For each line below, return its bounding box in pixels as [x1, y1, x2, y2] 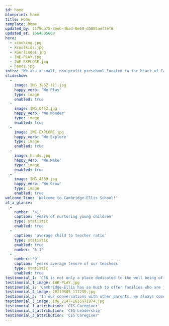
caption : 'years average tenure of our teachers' [14, 261, 121, 266]
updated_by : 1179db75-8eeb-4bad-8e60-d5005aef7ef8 [5, 26, 114, 31]
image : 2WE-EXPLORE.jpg [14, 129, 64, 134]
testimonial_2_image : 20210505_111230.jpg [5, 289, 96, 295]
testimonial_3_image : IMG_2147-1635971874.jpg [5, 299, 105, 304]
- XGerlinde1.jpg [10, 50, 46, 55]
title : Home [5, 17, 30, 22]
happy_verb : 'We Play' [14, 87, 62, 92]
